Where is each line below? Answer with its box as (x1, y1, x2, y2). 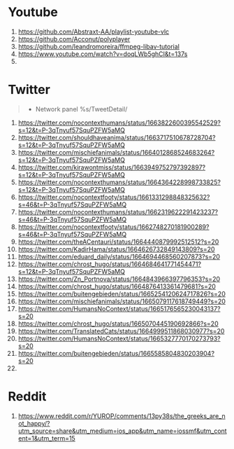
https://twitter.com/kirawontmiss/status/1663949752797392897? (17, 163, 205, 172)
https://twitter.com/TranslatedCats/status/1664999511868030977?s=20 (17, 326, 225, 335)
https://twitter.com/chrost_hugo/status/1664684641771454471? (17, 260, 202, 268)
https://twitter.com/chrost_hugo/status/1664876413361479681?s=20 (17, 282, 216, 291)
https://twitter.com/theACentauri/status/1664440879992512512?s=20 (17, 237, 219, 246)
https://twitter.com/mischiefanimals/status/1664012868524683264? (17, 148, 215, 156)
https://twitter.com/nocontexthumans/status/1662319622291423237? (17, 207, 219, 216)
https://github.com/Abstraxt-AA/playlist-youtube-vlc (17, 27, 170, 36)
